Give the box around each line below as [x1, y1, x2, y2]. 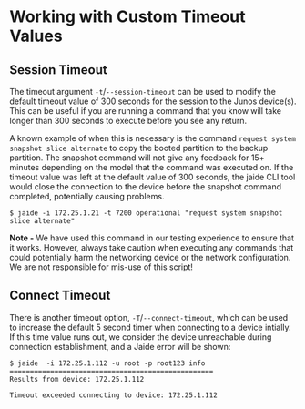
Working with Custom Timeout [9, 6, 246, 27]
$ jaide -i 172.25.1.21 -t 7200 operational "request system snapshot [9, 209, 283, 218]
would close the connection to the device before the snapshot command [9, 181, 282, 192]
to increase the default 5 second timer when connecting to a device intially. [9, 322, 291, 332]
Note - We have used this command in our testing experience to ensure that [9, 232, 294, 243]
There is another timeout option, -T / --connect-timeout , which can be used [9, 312, 289, 322]
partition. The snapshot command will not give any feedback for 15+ [9, 152, 265, 163]
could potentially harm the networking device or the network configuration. [9, 252, 291, 262]
